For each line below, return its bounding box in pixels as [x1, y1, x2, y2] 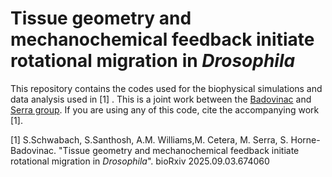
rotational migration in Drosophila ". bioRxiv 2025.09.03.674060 [10, 155, 270, 167]
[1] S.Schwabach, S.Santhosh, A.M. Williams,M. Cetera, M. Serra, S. [10, 133, 289, 146]
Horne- [290, 133, 321, 146]
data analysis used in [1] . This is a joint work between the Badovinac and [10, 93, 312, 105]
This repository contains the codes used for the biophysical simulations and [10, 82, 323, 94]
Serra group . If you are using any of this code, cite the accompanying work [10, 103, 320, 116]
